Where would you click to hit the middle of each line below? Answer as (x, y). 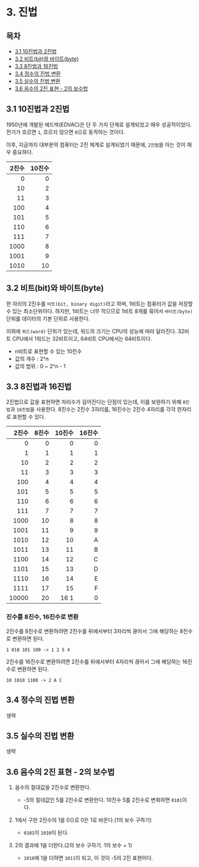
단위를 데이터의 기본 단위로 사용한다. (48, 318)
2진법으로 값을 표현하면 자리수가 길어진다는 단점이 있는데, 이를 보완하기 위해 (94, 402)
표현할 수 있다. (29, 417)
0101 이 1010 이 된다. (46, 833)
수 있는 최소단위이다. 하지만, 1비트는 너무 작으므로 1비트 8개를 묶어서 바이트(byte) (99, 311)
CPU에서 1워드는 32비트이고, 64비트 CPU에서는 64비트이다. (82, 338)
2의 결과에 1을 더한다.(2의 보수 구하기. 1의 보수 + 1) (73, 846)
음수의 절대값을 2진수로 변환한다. (53, 787)
